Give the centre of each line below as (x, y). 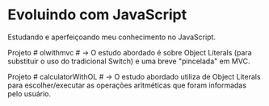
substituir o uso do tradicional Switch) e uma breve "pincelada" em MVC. (129, 61)
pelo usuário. (29, 93)
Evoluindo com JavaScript (97, 15)
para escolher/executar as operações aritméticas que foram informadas (127, 85)
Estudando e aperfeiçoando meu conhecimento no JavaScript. (111, 37)
